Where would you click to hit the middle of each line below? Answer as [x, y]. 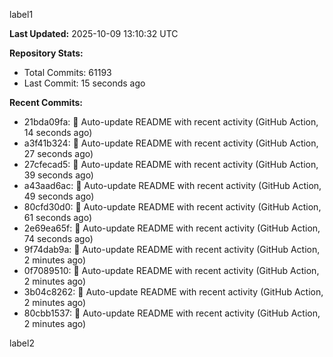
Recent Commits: [46, 102]
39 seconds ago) [58, 175]
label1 [21, 14]
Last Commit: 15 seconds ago [84, 83]
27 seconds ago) [58, 153]
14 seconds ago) [58, 132]
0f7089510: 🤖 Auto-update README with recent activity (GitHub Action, [171, 270]
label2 [22, 343]
